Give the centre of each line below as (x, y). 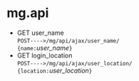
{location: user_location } (55, 70)
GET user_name (41, 33)
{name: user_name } (45, 48)
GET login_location (45, 55)
